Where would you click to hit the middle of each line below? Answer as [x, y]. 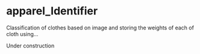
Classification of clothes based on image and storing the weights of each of [100, 28]
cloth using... [22, 34]
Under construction [30, 46]
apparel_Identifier [52, 11]
